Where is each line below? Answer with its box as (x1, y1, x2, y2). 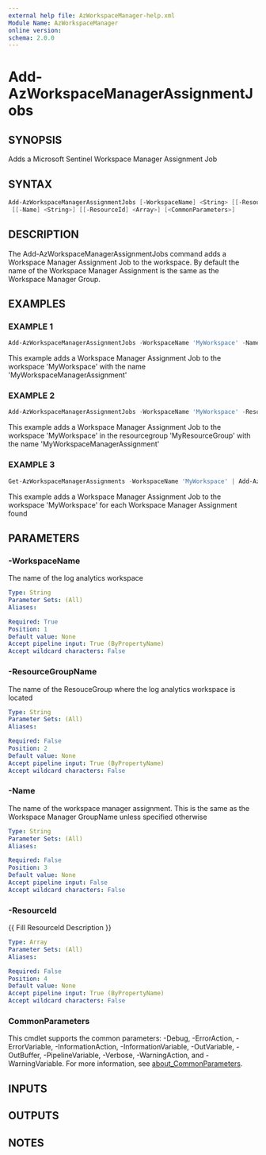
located (8, 693, 33, 702)
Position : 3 (8, 863, 47, 872)
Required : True (8, 617, 59, 626)
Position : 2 (8, 744, 47, 753)
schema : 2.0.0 (8, 33, 55, 42)
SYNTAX (8, 177, 53, 191)
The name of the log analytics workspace (8, 574, 144, 583)
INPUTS (8, 1082, 47, 1095)
